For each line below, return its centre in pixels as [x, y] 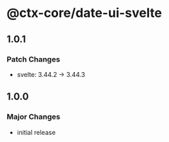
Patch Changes [34, 59]
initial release [36, 132]
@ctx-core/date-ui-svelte [84, 13]
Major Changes [34, 117]
